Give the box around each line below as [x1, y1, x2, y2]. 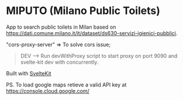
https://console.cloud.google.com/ [6, 87, 89, 94]
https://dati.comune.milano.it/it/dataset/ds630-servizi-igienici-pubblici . [6, 29, 178, 36]
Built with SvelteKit [6, 70, 51, 77]
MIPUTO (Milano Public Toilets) [6, 4, 161, 18]
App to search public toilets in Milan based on [6, 23, 116, 30]
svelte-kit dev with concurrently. [20, 58, 99, 65]
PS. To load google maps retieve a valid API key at [6, 81, 127, 88]
